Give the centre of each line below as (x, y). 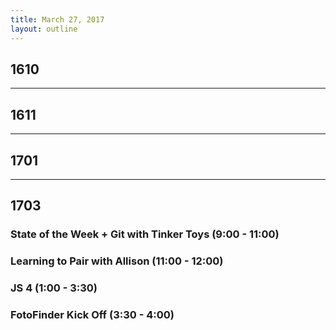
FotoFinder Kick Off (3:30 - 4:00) (92, 315)
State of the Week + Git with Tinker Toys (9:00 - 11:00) (145, 234)
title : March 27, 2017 (57, 19)
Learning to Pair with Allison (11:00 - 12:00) (117, 261)
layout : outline (44, 29)
